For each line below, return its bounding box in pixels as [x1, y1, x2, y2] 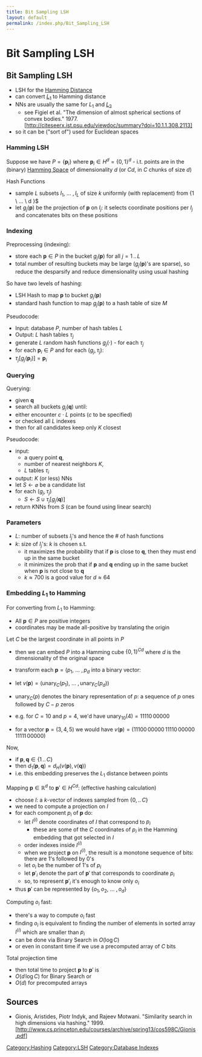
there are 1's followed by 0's [24, 855, 95, 862]
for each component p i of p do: [15, 809, 93, 818]
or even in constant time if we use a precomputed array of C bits [15, 943, 176, 950]
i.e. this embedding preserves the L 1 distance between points [15, 770, 168, 778]
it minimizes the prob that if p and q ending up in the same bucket [24, 561, 189, 568]
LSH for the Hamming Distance [15, 86, 93, 94]
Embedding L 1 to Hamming [6, 589, 86, 598]
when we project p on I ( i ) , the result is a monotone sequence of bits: [24, 848, 194, 856]
